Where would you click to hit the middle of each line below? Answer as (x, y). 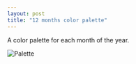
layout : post (26, 14)
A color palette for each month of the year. (68, 40)
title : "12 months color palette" (58, 20)
